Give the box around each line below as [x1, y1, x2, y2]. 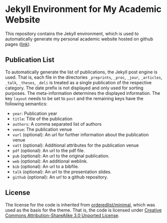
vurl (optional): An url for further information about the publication [12, 131, 149, 138]
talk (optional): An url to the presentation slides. [12, 169, 112, 175]
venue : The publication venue [12, 126, 72, 132]
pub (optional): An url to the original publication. [12, 153, 110, 159]
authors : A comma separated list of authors [12, 121, 102, 127]
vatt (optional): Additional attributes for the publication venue [12, 142, 139, 148]
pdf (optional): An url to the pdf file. [12, 147, 85, 153]
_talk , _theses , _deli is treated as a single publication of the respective [5, 79, 152, 85]
